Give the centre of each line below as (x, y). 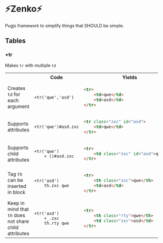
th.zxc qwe (57, 186)
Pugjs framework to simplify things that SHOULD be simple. (65, 25)
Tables (15, 41)
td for (14, 94)
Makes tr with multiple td (31, 65)
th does (16, 215)
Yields (130, 77)
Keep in (16, 203)
